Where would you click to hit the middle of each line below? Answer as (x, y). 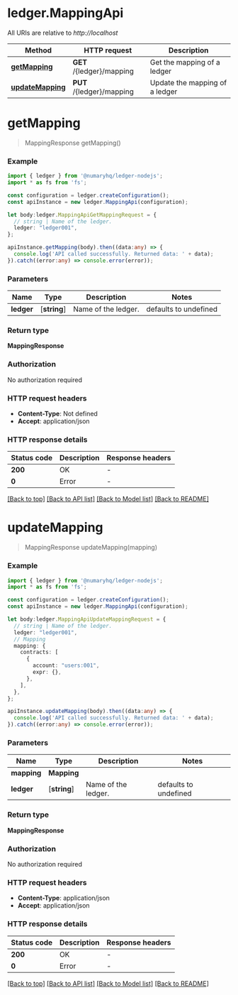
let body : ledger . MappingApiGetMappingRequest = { (82, 214)
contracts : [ (39, 652)
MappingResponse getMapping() (73, 143)
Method (38, 50)
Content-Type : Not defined (57, 413)
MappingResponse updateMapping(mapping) (91, 548)
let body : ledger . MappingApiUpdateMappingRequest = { (87, 619)
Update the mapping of (188, 82)
